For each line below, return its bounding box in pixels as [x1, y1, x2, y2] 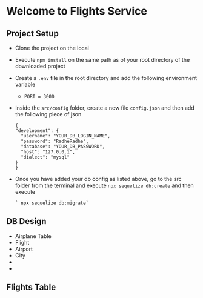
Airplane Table [15, 232, 52, 240]
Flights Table [6, 282, 56, 293]
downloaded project [15, 62, 65, 70]
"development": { [15, 128, 59, 134]
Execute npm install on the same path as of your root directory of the [15, 56, 190, 63]
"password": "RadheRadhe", [21, 138, 89, 144]
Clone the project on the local [15, 44, 89, 51]
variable [15, 81, 36, 88]
